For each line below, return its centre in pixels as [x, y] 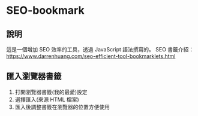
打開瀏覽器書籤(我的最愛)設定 [51, 92]
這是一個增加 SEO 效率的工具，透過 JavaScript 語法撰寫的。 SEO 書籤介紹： [100, 49]
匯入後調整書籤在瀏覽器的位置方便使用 [62, 107]
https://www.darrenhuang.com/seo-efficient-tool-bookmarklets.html [91, 56]
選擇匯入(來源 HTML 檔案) [47, 99]
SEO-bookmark [46, 10]
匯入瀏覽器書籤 [34, 76]
